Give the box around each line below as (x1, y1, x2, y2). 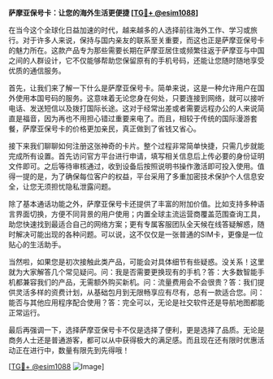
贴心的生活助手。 (8, 240, 66, 249)
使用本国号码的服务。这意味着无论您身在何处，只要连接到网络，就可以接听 (15, 94, 265, 102)
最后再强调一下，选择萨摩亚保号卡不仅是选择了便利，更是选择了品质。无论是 (8, 325, 265, 334)
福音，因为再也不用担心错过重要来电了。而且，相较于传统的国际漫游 (22, 114, 250, 123)
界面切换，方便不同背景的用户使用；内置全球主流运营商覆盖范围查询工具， (15, 209, 265, 219)
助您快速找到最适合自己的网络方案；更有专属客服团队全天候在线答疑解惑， (8, 220, 258, 229)
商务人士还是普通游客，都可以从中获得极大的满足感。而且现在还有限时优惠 (8, 335, 258, 345)
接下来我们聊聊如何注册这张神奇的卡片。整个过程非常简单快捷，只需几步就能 (8, 142, 265, 150)
